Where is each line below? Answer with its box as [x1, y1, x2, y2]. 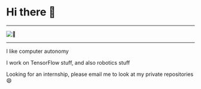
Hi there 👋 [6, 5, 56, 19]
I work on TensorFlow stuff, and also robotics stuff [6, 59, 130, 66]
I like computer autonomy [6, 47, 69, 55]
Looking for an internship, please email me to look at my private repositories [6, 71, 194, 78]
